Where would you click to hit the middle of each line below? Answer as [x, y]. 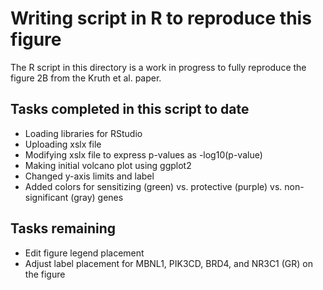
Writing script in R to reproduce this [161, 18]
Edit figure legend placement [84, 253]
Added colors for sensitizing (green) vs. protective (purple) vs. [153, 186]
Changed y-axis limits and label [89, 176]
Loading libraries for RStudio [83, 133]
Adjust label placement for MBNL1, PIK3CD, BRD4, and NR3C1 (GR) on [169, 263]
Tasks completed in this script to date [130, 109]
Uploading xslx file [63, 144]
